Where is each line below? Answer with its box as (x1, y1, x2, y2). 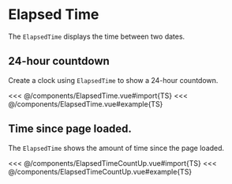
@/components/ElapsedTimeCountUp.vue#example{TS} (8, 167, 193, 176)
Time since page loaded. (8, 122, 133, 136)
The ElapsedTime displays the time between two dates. (8, 32, 185, 41)
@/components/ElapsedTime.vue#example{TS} (8, 99, 163, 108)
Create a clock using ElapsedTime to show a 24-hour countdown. (8, 75, 219, 84)
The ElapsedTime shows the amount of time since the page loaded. (8, 143, 225, 152)
